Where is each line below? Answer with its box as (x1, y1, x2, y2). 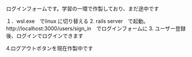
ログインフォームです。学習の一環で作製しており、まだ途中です (6, 5, 160, 12)
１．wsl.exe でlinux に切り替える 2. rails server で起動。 (6, 18, 149, 25)
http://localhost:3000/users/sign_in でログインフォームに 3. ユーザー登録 (6, 25, 186, 32)
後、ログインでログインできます (6, 32, 83, 39)
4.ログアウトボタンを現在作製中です (6, 45, 93, 52)
